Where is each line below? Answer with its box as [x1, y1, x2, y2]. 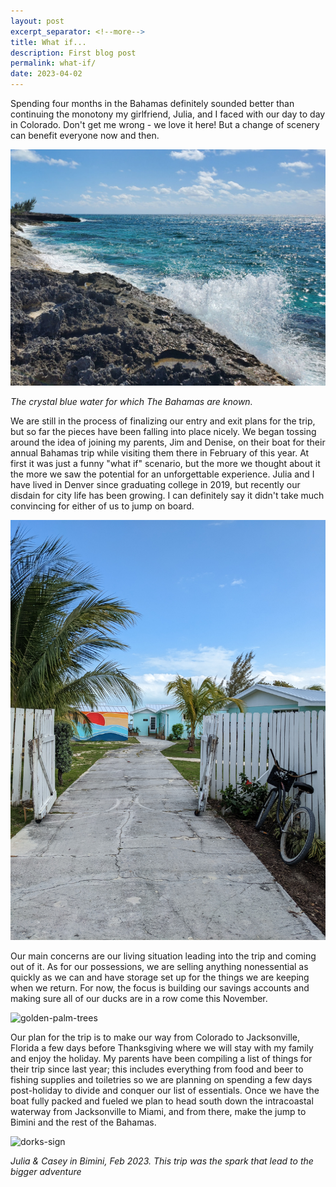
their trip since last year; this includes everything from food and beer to [10, 1063, 304, 1075]
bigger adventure [10, 1166, 82, 1177]
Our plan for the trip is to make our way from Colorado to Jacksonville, [10, 1031, 300, 1043]
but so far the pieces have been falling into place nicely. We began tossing [10, 426, 317, 437]
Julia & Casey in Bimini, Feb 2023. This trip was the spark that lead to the [10, 1155, 314, 1167]
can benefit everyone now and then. [10, 130, 160, 141]
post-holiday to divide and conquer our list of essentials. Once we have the [10, 1085, 320, 1096]
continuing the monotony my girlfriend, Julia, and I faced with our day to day [10, 108, 326, 120]
